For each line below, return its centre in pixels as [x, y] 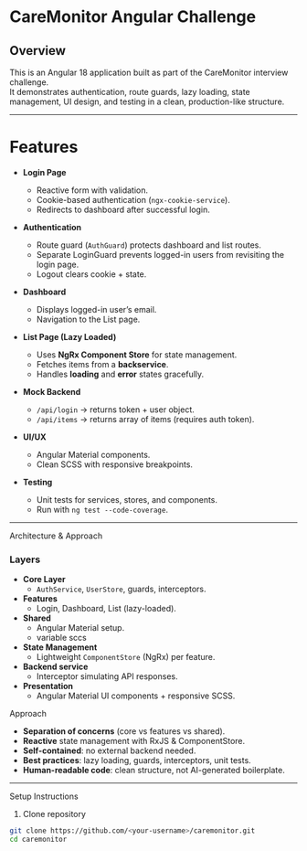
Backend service [55, 667]
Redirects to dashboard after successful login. [123, 209]
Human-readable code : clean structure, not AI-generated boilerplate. [153, 771]
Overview [38, 51]
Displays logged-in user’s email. [96, 309]
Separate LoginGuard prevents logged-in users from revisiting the [160, 254]
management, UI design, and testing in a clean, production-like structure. [147, 101]
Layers [25, 559]
